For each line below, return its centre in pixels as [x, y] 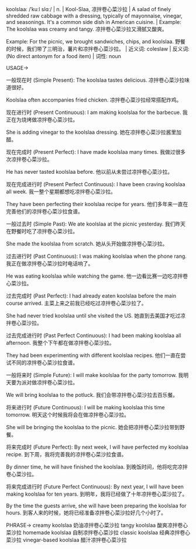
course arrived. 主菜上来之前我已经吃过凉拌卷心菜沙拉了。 [76, 303]
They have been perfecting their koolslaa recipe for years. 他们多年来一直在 [97, 204]
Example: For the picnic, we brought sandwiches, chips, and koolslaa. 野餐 [96, 41]
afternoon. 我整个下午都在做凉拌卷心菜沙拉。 [60, 343]
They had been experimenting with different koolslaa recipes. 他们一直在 [94, 355]
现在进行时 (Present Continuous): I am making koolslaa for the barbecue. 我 [97, 112]
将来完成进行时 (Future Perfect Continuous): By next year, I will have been [95, 486]
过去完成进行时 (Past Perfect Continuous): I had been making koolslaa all [94, 335]
